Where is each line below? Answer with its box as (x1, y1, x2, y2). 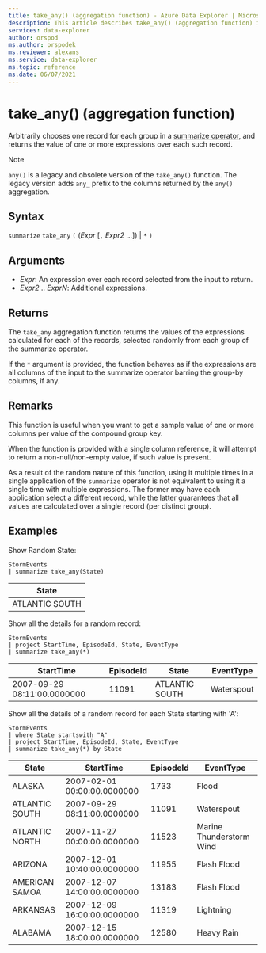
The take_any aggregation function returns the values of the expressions (8, 327, 245, 337)
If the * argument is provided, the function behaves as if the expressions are (8, 360, 257, 368)
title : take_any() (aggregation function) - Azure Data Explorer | (8, 11, 236, 20)
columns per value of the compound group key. (8, 429, 163, 438)
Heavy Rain (196, 927, 239, 938)
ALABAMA (12, 927, 51, 938)
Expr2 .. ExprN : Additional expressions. (19, 283, 148, 293)
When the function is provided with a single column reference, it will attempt (8, 444, 257, 453)
